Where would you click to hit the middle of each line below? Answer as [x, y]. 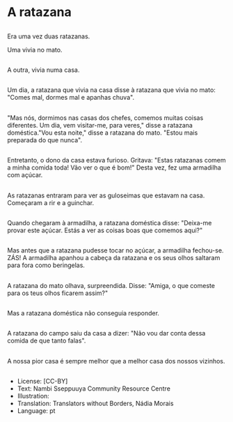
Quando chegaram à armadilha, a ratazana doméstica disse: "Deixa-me [110, 223]
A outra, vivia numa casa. [43, 70]
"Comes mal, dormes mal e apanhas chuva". [71, 98]
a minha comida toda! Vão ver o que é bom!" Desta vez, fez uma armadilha [114, 167]
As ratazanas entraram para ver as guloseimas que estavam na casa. [106, 195]
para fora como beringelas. [46, 265]
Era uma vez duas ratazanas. [49, 36]
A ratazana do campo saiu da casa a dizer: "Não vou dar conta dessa [106, 333]
